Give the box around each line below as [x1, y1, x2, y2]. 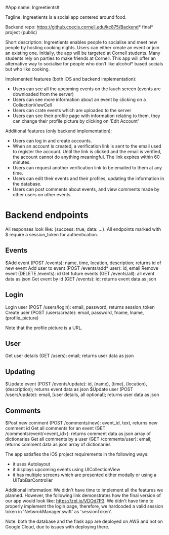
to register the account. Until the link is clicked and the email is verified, [12, 149, 162, 154]
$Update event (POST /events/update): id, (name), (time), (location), [5, 381, 148, 387]
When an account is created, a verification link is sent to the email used [12, 143, 162, 149]
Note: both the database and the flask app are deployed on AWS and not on [5, 518, 163, 524]
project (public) [5, 29, 37, 35]
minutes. [12, 159, 31, 165]
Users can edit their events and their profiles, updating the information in [12, 175, 164, 182]
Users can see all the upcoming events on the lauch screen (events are [12, 86, 161, 92]
